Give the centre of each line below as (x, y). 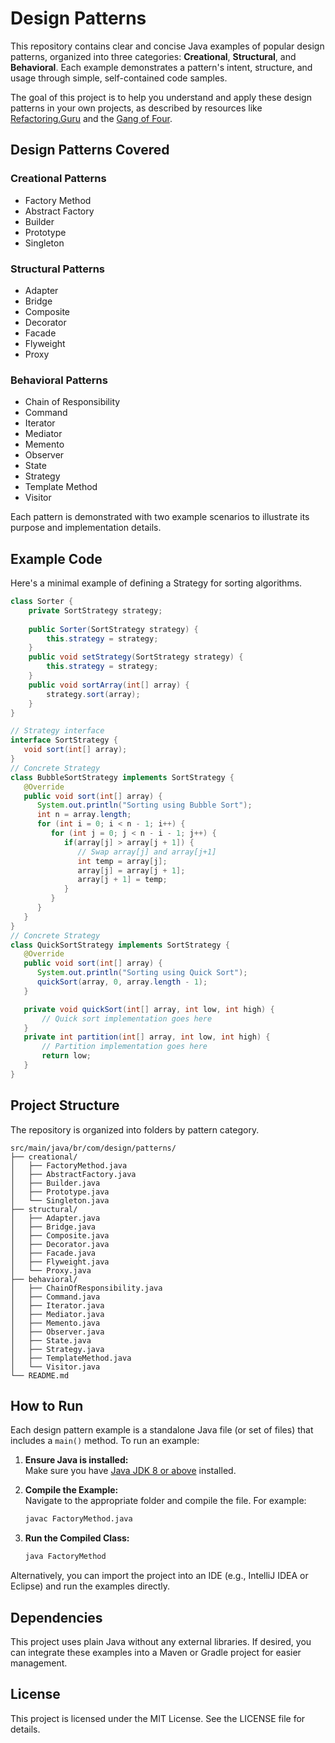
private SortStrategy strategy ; (95, 610)
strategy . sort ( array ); (93, 694)
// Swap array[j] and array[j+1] (147, 852)
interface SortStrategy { (64, 740)
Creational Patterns (58, 179)
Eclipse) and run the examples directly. (90, 1586)
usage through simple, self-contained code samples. (119, 78)
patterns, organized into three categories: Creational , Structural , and (153, 56)
